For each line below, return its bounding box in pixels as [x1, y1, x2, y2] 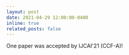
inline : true [6, 20, 40, 26]
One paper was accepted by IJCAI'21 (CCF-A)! [6, 42, 124, 50]
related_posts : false [6, 25, 61, 32]
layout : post [6, 8, 40, 15]
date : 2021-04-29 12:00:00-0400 [6, 15, 88, 21]
